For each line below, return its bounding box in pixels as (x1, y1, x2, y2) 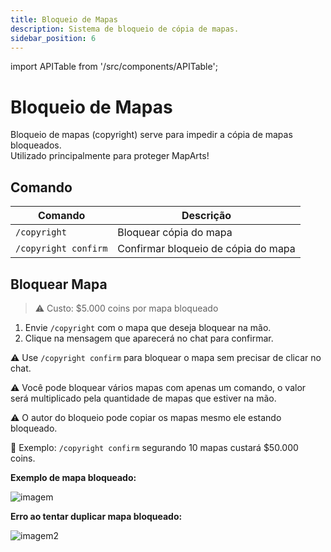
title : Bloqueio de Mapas (10, 14, 118, 25)
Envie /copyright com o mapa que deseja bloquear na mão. (24, 321, 272, 333)
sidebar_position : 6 (10, 33, 97, 43)
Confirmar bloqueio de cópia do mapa (117, 242, 296, 256)
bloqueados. (10, 139, 62, 151)
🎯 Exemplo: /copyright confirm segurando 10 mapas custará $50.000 (10, 441, 299, 453)
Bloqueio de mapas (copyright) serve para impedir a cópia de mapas (10, 129, 293, 141)
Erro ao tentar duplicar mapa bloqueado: (10, 510, 183, 522)
